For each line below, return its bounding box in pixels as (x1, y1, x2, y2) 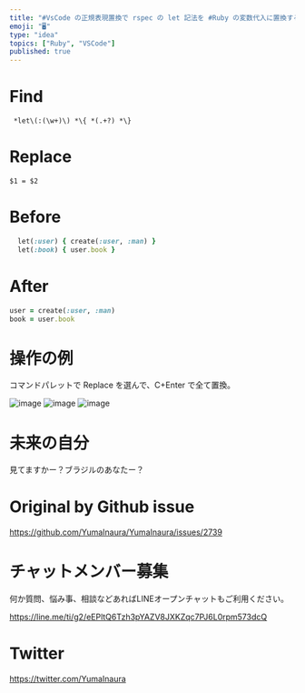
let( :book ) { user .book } (17, 245, 116, 255)
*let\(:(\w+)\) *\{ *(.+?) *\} (13, 116, 132, 126)
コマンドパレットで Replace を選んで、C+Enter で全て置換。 (9, 379, 236, 391)
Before (9, 206, 62, 227)
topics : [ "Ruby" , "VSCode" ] (9, 38, 116, 48)
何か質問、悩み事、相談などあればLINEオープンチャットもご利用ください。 (9, 593, 289, 605)
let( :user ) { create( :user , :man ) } (17, 236, 156, 246)
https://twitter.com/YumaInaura (9, 674, 127, 685)
